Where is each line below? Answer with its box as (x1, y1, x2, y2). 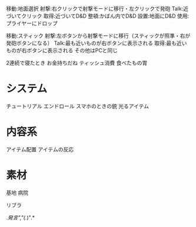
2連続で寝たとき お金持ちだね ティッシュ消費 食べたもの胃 (6, 59, 148, 66)
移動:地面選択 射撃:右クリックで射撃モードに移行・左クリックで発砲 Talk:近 (6, 5, 188, 12)
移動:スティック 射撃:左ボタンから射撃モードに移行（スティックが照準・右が (6, 32, 191, 39)
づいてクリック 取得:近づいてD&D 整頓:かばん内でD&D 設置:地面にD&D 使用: (6, 12, 190, 19)
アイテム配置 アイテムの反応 (6, 145, 74, 153)
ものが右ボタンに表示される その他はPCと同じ (6, 47, 118, 54)
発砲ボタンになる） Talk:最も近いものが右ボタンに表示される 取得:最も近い (6, 40, 187, 46)
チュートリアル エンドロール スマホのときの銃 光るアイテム (6, 102, 149, 110)
